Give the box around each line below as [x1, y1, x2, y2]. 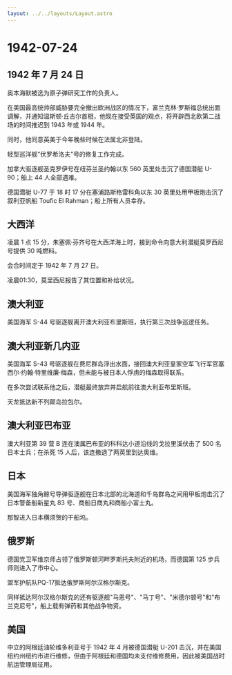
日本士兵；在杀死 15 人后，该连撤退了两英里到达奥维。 [7, 448, 162, 456]
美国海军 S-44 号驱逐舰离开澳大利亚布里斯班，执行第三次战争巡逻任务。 [7, 318, 213, 326]
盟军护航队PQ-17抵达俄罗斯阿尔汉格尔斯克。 [7, 578, 133, 587]
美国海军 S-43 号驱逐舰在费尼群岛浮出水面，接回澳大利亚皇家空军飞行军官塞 [7, 360, 224, 368]
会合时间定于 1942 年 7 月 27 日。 [7, 262, 102, 270]
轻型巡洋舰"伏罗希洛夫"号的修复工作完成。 [7, 150, 128, 158]
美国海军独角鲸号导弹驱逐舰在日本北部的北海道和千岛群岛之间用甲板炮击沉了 [7, 489, 225, 498]
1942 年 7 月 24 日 [7, 69, 84, 81]
